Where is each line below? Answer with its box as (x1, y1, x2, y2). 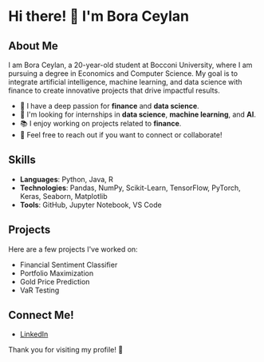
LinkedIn (19, 329, 49, 339)
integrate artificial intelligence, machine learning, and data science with (8, 78, 242, 86)
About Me (8, 39, 58, 53)
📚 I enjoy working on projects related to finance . (19, 119, 182, 128)
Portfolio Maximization (19, 268, 94, 278)
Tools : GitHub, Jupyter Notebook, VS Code (19, 200, 162, 209)
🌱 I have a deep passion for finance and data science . (19, 101, 199, 110)
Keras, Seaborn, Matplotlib (19, 191, 108, 201)
